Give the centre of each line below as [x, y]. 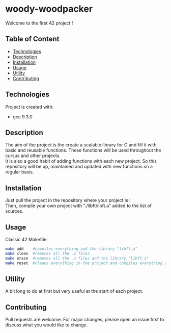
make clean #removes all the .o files [48, 253]
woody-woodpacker [49, 9]
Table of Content [32, 39]
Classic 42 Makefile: [27, 239]
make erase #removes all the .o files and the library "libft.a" [77, 258]
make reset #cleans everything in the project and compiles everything [84, 263]
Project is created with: [30, 107]
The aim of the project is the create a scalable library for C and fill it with [81, 145]
